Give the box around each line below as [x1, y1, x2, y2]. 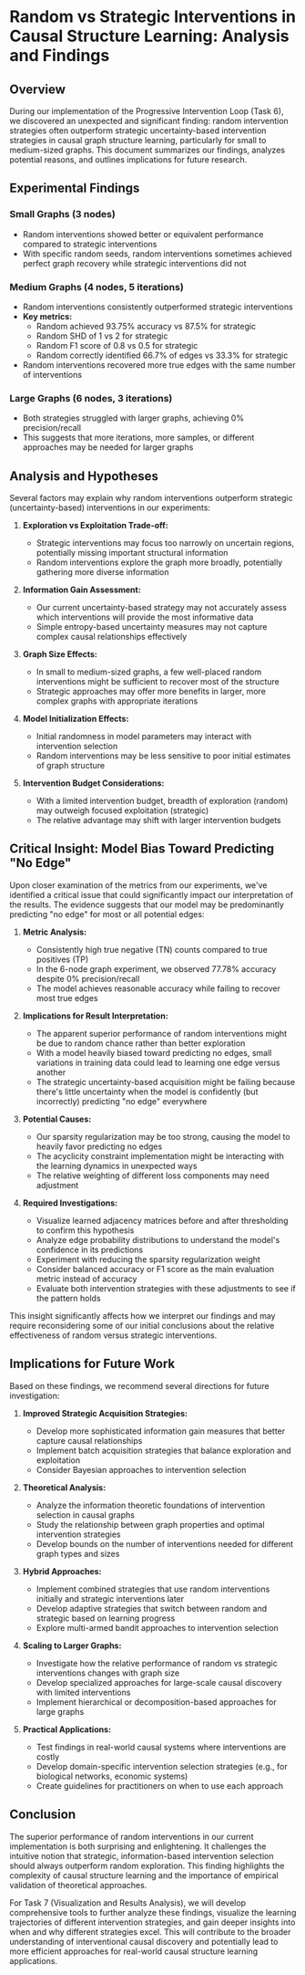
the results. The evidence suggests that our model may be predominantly [9, 899, 284, 910]
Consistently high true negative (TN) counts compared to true [36, 944, 269, 955]
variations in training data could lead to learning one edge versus [36, 1057, 280, 1068]
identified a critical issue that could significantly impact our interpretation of [9, 889, 294, 900]
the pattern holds [36, 1292, 102, 1303]
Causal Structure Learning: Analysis [9, 26, 290, 47]
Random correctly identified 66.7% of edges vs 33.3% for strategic [36, 350, 289, 361]
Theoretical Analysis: [22, 1481, 107, 1493]
